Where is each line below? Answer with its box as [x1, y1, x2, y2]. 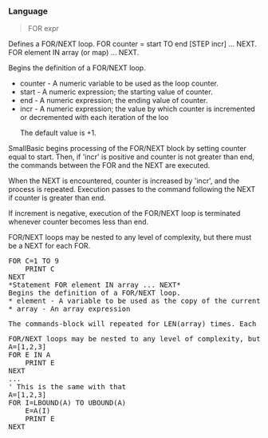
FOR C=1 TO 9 [8, 257, 60, 265]
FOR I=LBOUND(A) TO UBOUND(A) [8, 398, 127, 408]
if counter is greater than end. [8, 193, 106, 203]
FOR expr [27, 24, 60, 34]
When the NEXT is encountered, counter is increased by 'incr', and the [8, 176, 240, 185]
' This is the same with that [8, 382, 127, 392]
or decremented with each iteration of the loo [19, 113, 169, 122]
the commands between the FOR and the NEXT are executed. [8, 161, 211, 170]
